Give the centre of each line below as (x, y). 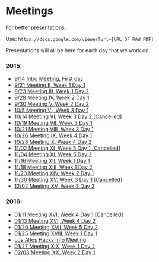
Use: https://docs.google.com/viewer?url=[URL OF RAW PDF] (80, 39)
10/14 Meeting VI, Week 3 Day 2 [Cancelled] (68, 116)
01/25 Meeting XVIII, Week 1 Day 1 (55, 233)
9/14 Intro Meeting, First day (49, 79)
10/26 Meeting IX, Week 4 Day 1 (53, 135)
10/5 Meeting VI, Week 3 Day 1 (51, 111)
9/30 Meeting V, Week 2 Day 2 (52, 104)
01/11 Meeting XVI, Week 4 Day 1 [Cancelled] (69, 214)
